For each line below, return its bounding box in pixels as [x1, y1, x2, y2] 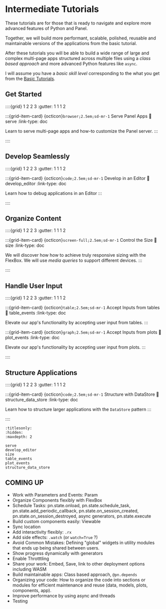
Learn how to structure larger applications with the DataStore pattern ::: [5, 406, 152, 412]
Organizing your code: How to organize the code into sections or [12, 577, 146, 583]
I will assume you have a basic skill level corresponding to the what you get [5, 70, 160, 76]
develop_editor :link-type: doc [5, 180, 67, 186]
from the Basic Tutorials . [5, 75, 56, 81]
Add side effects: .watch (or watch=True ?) [12, 534, 98, 540]
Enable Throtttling [12, 556, 49, 562]
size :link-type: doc [5, 242, 45, 248]
